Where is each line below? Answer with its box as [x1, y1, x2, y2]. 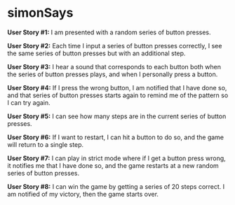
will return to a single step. [7, 140, 84, 148]
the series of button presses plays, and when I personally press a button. [7, 70, 218, 78]
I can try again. [7, 98, 51, 106]
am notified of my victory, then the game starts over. [7, 190, 159, 198]
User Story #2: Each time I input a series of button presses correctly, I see [7, 41, 222, 50]
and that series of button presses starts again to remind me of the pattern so [7, 91, 229, 99]
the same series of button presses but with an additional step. [7, 49, 186, 57]
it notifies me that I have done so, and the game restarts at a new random [7, 161, 219, 169]
